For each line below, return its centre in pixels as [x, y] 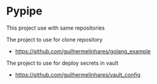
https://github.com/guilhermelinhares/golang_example [83, 51]
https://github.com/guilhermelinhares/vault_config [78, 74]
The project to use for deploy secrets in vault [62, 63]
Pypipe [24, 11]
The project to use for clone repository [55, 39]
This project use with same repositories [55, 28]
